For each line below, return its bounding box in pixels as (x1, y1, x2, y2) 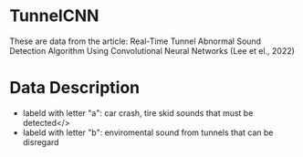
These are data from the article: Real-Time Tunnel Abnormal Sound (9, 36, 262, 47)
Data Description (9, 78, 141, 99)
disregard (22, 136, 59, 147)
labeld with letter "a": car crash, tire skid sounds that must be (22, 107, 254, 119)
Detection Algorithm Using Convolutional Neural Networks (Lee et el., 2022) (9, 45, 295, 56)
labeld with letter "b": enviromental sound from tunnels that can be (22, 127, 274, 138)
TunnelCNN (9, 5, 99, 26)
